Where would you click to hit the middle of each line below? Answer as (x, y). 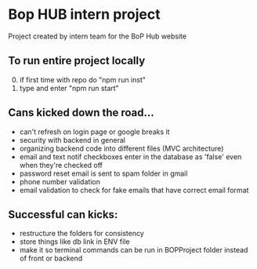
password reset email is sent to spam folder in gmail (103, 173)
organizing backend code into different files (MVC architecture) (121, 148)
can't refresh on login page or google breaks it (94, 132)
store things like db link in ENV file (74, 242)
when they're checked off (61, 165)
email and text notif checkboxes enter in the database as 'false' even (130, 156)
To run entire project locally (77, 61)
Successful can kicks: (63, 214)
